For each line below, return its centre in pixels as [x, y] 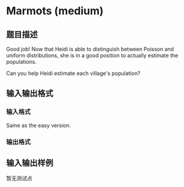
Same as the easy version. [39, 125]
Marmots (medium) [55, 11]
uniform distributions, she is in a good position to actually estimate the [92, 55]
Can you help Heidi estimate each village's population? [74, 73]
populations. [21, 62]
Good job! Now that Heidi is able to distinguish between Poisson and [90, 49]
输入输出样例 [30, 163]
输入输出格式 [30, 93]
